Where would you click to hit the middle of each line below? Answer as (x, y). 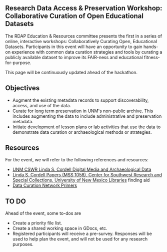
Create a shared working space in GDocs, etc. (60, 228)
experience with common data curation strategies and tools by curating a (87, 52)
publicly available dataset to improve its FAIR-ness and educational (74, 57)
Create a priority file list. (37, 223)
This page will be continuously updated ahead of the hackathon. (71, 72)
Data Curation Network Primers (45, 185)
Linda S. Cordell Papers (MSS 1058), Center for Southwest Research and (87, 175)
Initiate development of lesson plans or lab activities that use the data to (86, 127)
